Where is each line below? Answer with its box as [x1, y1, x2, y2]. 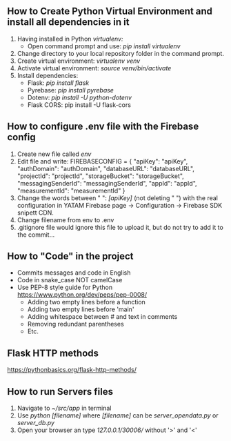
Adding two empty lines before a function [27, 298, 146, 306]
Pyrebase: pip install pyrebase [27, 86, 114, 94]
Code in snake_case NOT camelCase [17, 276, 123, 284]
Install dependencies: [17, 71, 79, 79]
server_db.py [17, 419, 55, 427]
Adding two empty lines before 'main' [27, 305, 134, 313]
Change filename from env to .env [17, 215, 114, 224]
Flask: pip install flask [27, 79, 90, 87]
